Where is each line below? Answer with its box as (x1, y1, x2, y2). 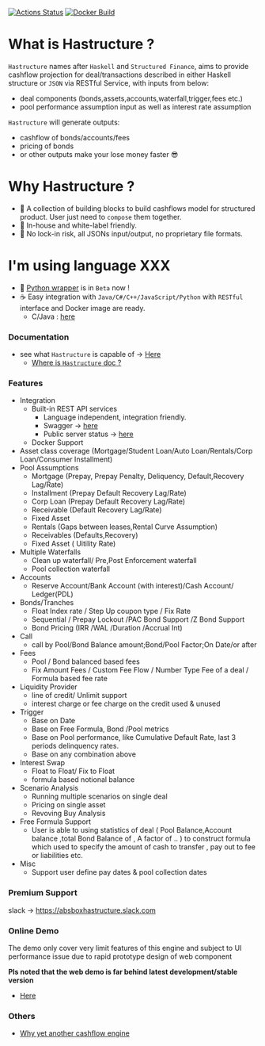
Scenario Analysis (19, 784, 79, 793)
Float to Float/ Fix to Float (31, 766, 115, 776)
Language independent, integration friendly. (43, 412, 187, 422)
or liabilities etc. (31, 851, 83, 860)
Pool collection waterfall (31, 564, 111, 574)
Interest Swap (19, 758, 66, 768)
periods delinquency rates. (31, 741, 119, 751)
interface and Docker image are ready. (19, 303, 146, 312)
